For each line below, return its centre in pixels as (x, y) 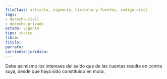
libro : (12, 38)
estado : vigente (22, 28)
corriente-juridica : (27, 51)
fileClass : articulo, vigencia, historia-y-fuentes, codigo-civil (76, 10)
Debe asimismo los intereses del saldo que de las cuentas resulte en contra (84, 66)
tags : (11, 14)
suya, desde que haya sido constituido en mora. (55, 71)
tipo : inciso (19, 33)
